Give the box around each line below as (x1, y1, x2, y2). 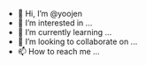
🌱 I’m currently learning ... (17, 27, 112, 37)
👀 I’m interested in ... (17, 18, 93, 28)
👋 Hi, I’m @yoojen (17, 9, 82, 18)
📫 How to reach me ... (17, 47, 100, 56)
